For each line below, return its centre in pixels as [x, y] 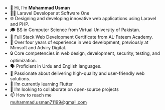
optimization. [23, 61]
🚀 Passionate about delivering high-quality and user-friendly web [77, 73]
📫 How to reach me [31, 95]
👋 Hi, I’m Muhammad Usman [40, 8]
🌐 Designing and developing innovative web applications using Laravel [83, 18]
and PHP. [20, 24]
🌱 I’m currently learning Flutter [41, 84]
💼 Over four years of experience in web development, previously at [79, 42]
